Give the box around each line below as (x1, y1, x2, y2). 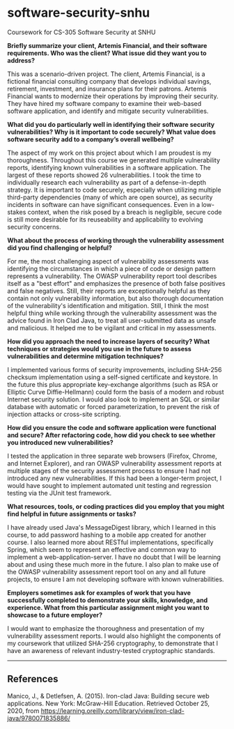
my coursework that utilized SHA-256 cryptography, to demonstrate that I (7, 639, 218, 647)
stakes (7, 208, 26, 216)
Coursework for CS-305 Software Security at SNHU (7, 28, 156, 36)
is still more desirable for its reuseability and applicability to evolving (7, 215, 203, 224)
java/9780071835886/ (7, 714, 71, 722)
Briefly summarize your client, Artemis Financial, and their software (7, 41, 208, 49)
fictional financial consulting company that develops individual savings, (7, 77, 212, 85)
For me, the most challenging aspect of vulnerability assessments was (7, 256, 209, 266)
